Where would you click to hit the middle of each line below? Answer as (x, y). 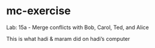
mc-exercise (39, 11)
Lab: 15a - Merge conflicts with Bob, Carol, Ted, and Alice (77, 27)
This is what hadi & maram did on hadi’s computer (68, 39)
